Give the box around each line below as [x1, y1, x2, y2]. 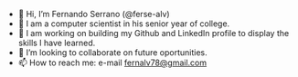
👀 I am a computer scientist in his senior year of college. [17, 18, 230, 29]
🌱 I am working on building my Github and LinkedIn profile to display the [17, 28, 290, 38]
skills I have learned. [17, 37, 96, 48]
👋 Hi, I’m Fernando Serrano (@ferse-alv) [17, 9, 171, 19]
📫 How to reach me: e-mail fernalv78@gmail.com [17, 57, 208, 68]
